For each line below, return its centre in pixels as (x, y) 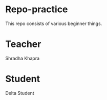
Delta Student (20, 93)
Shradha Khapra (23, 58)
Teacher (23, 44)
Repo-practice (37, 9)
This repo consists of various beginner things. (54, 23)
